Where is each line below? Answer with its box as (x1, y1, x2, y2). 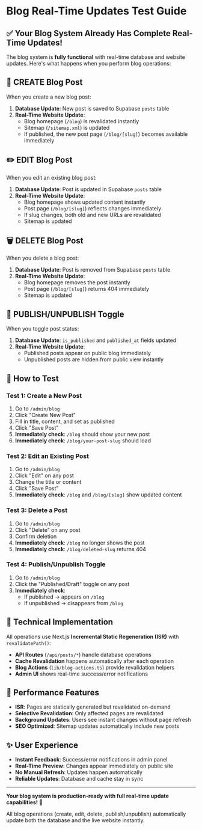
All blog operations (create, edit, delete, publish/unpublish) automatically (6, 810, 186, 818)
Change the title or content (14, 478, 82, 486)
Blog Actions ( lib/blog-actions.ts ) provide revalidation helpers (14, 664, 175, 671)
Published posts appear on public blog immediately (23, 350, 151, 357)
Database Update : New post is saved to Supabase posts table (14, 105, 170, 112)
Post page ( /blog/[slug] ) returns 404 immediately (23, 285, 149, 293)
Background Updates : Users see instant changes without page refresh (14, 716, 191, 724)
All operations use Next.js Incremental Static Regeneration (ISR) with (6, 633, 179, 640)
